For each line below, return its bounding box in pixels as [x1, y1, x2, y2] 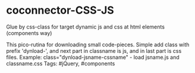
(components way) [6, 29, 52, 36]
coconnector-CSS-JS [6, 4, 114, 17]
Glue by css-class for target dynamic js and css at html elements [6, 23, 165, 30]
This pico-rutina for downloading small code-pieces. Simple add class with [6, 41, 190, 48]
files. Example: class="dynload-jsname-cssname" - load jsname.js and [6, 53, 180, 61]
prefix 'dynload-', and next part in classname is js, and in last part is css [6, 47, 182, 54]
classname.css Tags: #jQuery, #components [6, 60, 115, 67]
